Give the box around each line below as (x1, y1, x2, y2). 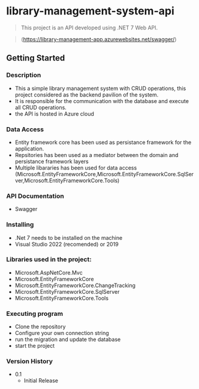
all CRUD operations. (14, 104, 67, 111)
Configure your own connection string (14, 330, 109, 337)
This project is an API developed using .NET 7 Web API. (20, 24, 158, 31)
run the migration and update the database (14, 336, 121, 343)
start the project (14, 342, 55, 349)
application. (14, 145, 44, 152)
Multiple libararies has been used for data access (14, 164, 137, 171)
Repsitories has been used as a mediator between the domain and (14, 151, 179, 158)
